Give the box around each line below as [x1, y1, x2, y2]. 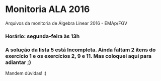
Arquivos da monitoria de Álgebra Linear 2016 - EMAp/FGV [5, 20, 127, 26]
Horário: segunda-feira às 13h [5, 33, 80, 40]
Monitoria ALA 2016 [5, 4, 90, 15]
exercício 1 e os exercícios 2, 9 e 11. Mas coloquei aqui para [5, 52, 152, 59]
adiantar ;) [5, 59, 31, 66]
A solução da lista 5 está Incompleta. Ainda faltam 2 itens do [5, 46, 156, 53]
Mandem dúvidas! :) [5, 70, 47, 76]
